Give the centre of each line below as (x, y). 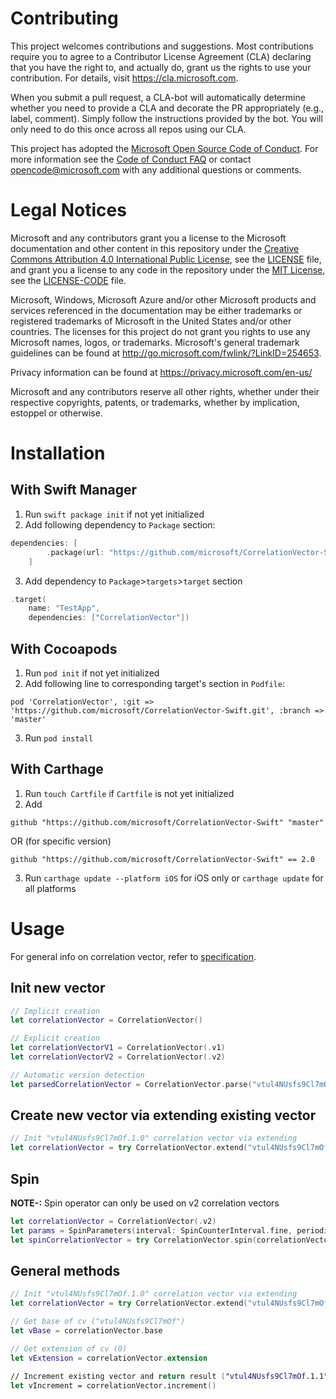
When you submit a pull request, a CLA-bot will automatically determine (158, 97)
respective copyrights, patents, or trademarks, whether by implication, (155, 402)
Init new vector (58, 988)
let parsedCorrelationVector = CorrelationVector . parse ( (131, 1084)
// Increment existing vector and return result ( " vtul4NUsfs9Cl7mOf (158, 1376)
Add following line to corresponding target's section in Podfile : (154, 683)
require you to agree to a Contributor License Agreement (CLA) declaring (161, 56)
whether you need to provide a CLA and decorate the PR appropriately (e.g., (167, 108)
